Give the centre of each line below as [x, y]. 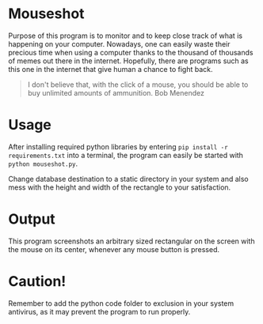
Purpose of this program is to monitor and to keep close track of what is [126, 36]
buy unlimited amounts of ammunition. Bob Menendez [116, 92]
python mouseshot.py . [43, 164]
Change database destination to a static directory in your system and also [129, 179]
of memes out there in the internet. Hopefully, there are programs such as [129, 61]
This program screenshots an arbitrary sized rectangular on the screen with [131, 241]
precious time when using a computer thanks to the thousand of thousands [131, 52]
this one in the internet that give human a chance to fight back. [111, 69]
